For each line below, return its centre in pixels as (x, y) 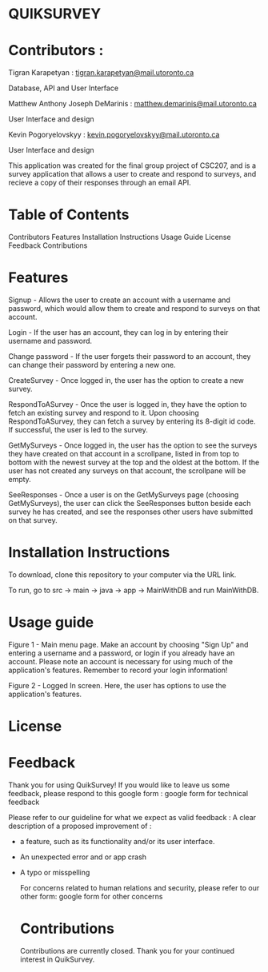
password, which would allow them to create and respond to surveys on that (134, 308)
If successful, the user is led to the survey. (78, 430)
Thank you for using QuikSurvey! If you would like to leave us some (119, 785)
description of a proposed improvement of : (80, 826)
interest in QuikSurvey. (57, 959)
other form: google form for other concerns (91, 896)
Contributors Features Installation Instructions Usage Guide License (120, 237)
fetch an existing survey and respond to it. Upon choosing (104, 413)
